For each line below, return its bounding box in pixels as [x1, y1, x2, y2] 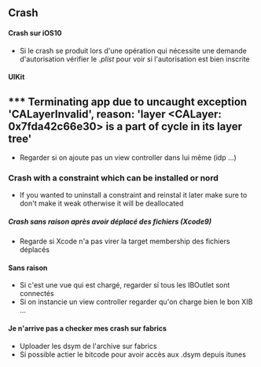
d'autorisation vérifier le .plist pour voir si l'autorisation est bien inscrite [19, 54, 250, 64]
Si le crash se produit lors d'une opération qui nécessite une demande [19, 46, 248, 55]
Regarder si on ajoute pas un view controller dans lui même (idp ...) [19, 153, 237, 162]
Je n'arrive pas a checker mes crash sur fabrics [8, 324, 167, 333]
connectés [19, 289, 54, 298]
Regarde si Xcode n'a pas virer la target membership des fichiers [19, 236, 230, 247]
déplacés [19, 245, 50, 254]
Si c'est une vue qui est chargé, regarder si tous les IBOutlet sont [19, 280, 230, 290]
